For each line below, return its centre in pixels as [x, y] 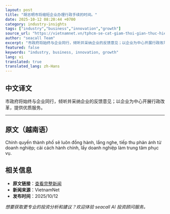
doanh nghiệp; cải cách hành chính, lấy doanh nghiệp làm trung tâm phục [82, 148]
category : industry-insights [36, 24]
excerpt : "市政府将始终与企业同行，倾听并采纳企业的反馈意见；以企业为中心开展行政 [82, 43]
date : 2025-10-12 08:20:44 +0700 [40, 19]
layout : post [19, 10]
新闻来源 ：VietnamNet [36, 190]
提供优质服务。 [30, 107]
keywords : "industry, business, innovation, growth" [62, 52]
